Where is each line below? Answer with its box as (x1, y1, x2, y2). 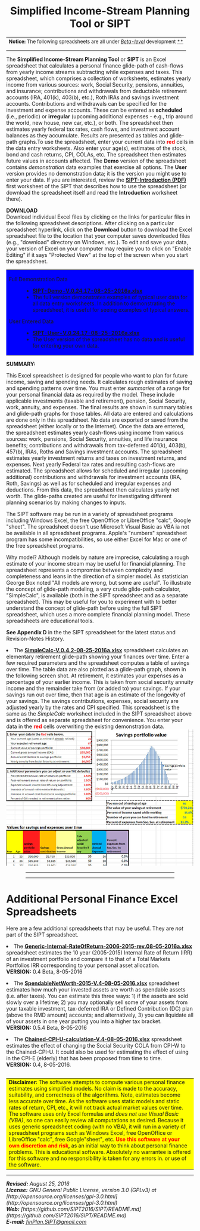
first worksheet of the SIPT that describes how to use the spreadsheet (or (6, 183, 187, 190)
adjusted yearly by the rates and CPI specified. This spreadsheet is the (6, 704, 180, 711)
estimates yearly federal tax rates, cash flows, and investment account (6, 125, 180, 133)
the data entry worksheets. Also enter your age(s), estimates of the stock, (6, 145, 187, 152)
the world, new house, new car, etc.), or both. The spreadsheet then (6, 119, 174, 127)
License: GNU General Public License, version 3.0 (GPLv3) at (6, 1186, 157, 1193)
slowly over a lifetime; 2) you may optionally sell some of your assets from (6, 999, 188, 1006)
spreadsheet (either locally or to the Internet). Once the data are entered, (6, 423, 185, 430)
